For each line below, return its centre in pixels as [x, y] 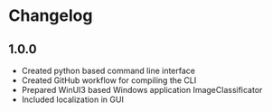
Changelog [51, 16]
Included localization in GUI [72, 99]
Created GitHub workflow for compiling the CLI [109, 80]
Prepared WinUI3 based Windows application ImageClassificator [142, 90]
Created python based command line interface [108, 70]
